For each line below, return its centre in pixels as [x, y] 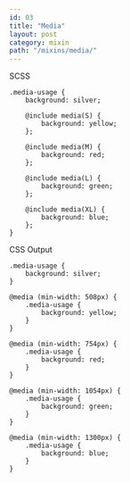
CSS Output [31, 250]
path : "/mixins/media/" [53, 51]
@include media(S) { [63, 116]
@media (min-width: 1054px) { [65, 391]
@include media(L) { [63, 179]
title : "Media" [37, 26]
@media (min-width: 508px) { [63, 297]
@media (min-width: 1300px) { [65, 438]
